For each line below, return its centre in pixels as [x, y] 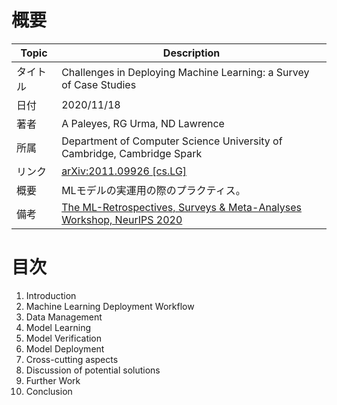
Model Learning [58, 327]
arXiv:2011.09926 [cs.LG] [124, 171]
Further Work [53, 380]
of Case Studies [99, 84]
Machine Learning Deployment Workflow [110, 306]
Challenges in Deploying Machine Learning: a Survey [185, 72]
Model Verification [64, 338]
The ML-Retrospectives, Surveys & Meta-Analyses [182, 207]
